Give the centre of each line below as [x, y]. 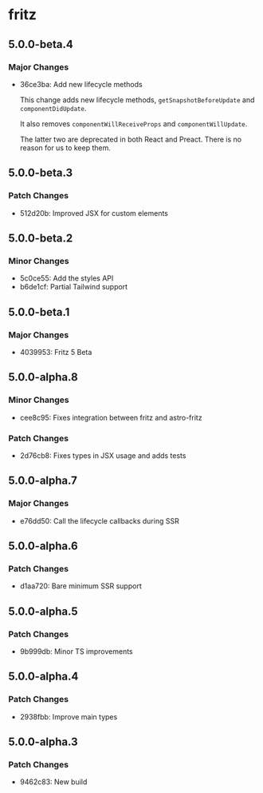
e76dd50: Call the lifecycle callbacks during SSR [99, 520]
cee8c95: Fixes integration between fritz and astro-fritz [111, 417]
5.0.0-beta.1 [39, 312]
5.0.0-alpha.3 [43, 742]
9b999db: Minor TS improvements [76, 651]
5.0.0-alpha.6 [43, 546]
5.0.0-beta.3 [41, 173]
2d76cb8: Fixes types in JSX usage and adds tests [103, 455]
